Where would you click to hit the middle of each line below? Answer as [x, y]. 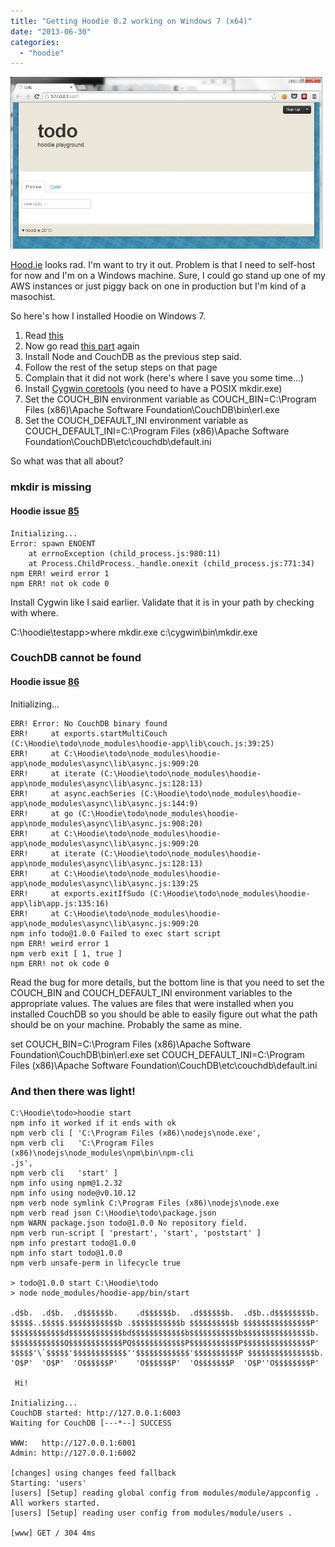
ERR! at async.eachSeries [73, 793]
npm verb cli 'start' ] [64, 1173]
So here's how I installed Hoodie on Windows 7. [108, 316]
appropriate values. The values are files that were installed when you [152, 1003]
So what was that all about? [67, 461]
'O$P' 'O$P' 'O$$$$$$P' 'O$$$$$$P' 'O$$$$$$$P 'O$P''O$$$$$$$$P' [165, 1363]
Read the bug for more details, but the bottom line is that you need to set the [167, 982]
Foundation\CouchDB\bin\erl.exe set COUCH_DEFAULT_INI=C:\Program [157, 1054]
